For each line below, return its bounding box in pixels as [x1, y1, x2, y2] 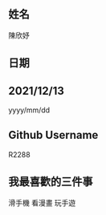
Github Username [8, 128, 99, 142]
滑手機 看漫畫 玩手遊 [8, 197, 76, 207]
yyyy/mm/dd [8, 105, 51, 115]
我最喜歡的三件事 [8, 175, 93, 189]
